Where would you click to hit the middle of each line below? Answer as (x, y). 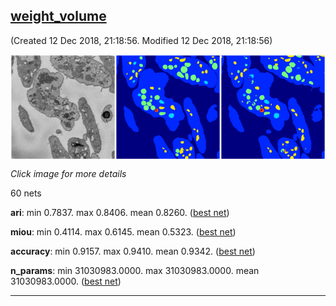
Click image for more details (68, 173)
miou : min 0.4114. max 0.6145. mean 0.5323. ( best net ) (123, 231)
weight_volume (58, 16)
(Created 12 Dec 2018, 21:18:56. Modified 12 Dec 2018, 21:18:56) (141, 40)
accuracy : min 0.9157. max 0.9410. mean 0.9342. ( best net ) (133, 251)
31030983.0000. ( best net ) (66, 281)
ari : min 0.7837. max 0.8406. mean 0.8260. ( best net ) (120, 212)
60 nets (26, 193)
